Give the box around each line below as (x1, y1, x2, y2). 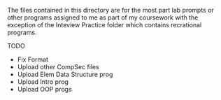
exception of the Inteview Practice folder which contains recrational (7, 21, 202, 29)
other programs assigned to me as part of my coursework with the (7, 13, 199, 22)
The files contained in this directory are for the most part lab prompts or (7, 6, 215, 14)
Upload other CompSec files (17, 63, 99, 71)
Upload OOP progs (17, 85, 72, 93)
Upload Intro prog (17, 78, 69, 86)
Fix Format (17, 55, 49, 64)
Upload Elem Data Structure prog (17, 70, 113, 78)
